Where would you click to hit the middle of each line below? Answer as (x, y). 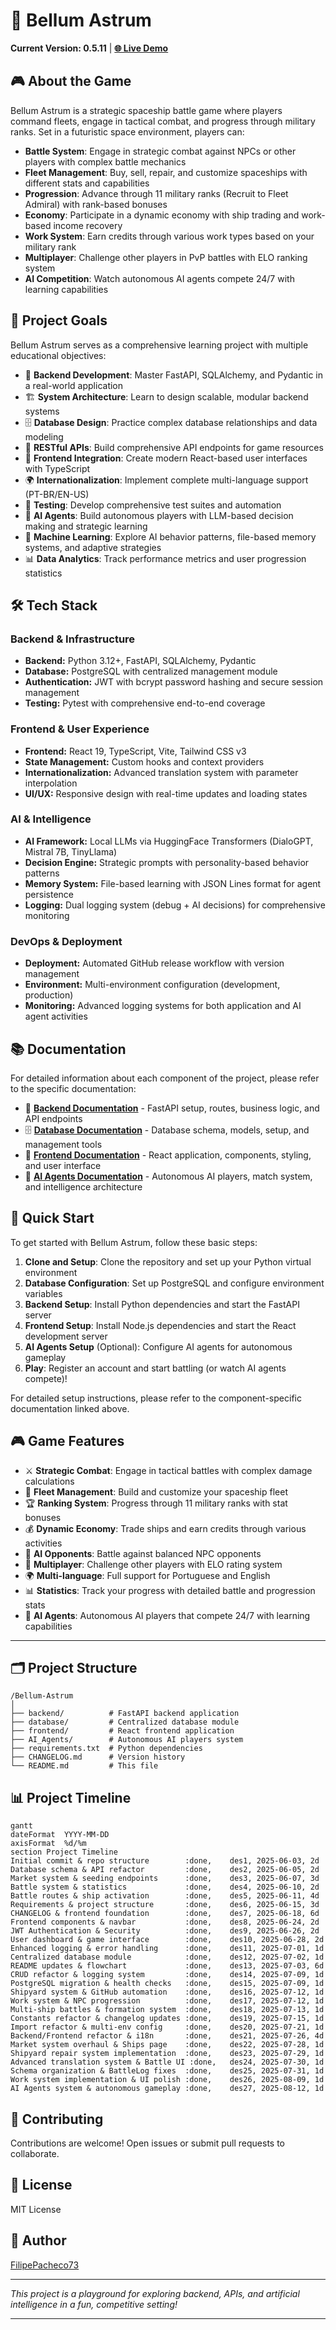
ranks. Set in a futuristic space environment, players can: (127, 131)
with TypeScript (57, 468)
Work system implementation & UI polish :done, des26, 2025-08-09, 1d (167, 2080)
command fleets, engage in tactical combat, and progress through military (163, 121)
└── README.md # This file (84, 1766)
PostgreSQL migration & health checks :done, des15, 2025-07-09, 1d (167, 1984)
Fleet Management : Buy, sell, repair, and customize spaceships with (166, 172)
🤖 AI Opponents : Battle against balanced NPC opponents (143, 1553)
